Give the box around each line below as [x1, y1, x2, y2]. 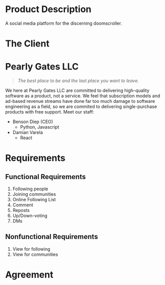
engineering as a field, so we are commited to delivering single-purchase [5, 103, 157, 109]
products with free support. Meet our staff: [5, 109, 94, 115]
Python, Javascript [20, 124, 60, 130]
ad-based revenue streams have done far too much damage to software [5, 98, 155, 104]
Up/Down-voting [12, 213, 48, 219]
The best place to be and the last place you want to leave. [17, 78, 139, 84]
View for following [12, 246, 50, 252]
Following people [12, 186, 48, 192]
